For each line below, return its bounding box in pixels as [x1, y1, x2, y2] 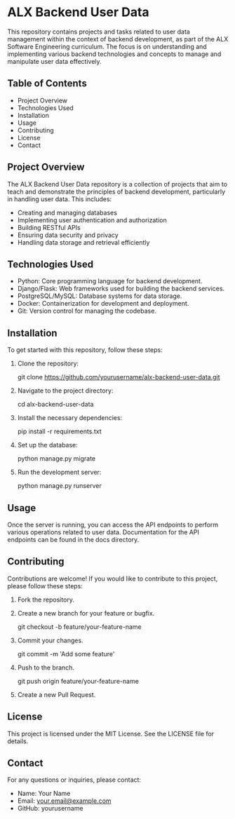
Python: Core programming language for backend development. [17, 277, 203, 285]
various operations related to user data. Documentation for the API [7, 528, 200, 536]
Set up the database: [17, 441, 79, 449]
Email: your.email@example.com [17, 797, 112, 805]
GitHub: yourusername [17, 804, 83, 813]
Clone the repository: [17, 359, 79, 368]
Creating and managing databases [17, 208, 118, 217]
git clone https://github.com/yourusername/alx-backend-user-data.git [17, 373, 220, 381]
